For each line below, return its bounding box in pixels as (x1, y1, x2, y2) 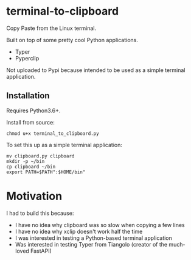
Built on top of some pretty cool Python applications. (6, 36, 139, 43)
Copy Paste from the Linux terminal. (6, 24, 96, 32)
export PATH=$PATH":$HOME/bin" (6, 169, 86, 175)
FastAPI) (30, 247, 52, 255)
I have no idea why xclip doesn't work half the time (15, 228, 143, 235)
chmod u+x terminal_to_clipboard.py (6, 130, 99, 137)
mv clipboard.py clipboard (6, 153, 75, 159)
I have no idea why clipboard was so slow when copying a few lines (15, 221, 186, 228)
